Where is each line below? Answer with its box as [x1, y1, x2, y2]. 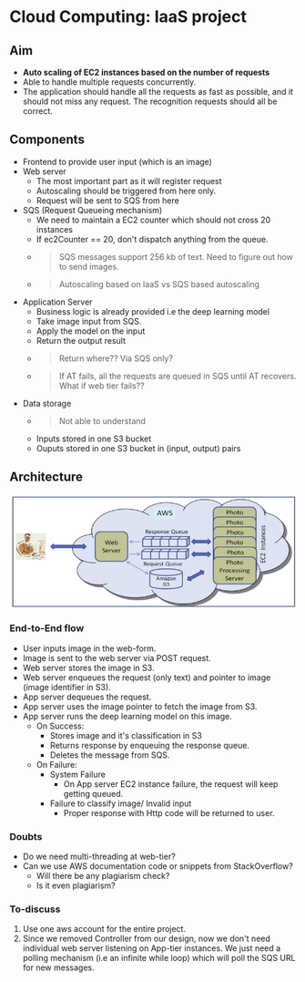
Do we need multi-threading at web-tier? [22, 851, 176, 863]
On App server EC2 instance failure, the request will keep [63, 778, 279, 790]
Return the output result [36, 335, 126, 346]
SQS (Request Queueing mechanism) [22, 204, 163, 215]
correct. [22, 106, 53, 116]
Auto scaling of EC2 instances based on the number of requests [22, 67, 270, 78]
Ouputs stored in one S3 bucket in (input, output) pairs [36, 442, 241, 453]
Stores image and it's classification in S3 [49, 729, 202, 740]
